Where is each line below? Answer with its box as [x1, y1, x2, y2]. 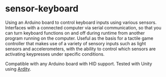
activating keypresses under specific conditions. [5, 51, 105, 57]
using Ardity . [5, 66, 31, 72]
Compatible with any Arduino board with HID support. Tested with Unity [5, 61, 153, 67]
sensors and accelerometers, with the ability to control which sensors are [5, 46, 156, 52]
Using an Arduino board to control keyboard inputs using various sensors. [5, 19, 157, 25]
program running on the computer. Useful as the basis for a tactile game [5, 35, 154, 41]
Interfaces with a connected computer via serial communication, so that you [5, 24, 162, 30]
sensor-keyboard [5, 3, 79, 14]
